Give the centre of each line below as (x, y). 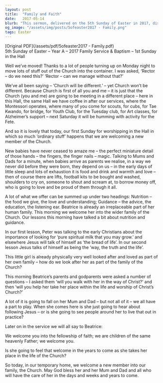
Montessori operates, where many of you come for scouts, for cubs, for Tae (81, 106)
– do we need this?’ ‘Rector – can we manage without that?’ (64, 76)
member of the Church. (28, 141)
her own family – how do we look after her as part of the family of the (74, 262)
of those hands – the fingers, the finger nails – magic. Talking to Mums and (80, 156)
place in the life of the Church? (36, 356)
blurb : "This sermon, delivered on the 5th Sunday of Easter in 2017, (78, 23)
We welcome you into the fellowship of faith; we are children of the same (78, 336)
